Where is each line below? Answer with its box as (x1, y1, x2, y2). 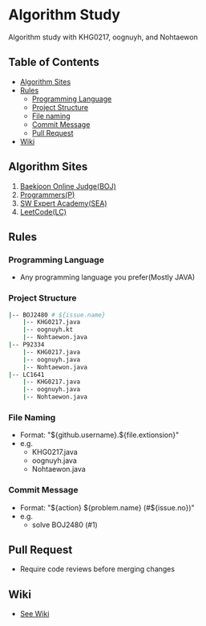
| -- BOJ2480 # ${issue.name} (8, 311, 106, 319)
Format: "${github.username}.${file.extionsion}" (19, 430, 180, 440)
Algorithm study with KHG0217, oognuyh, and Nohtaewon (8, 32, 198, 42)
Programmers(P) (19, 190, 75, 199)
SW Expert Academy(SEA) (19, 198, 107, 208)
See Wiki (19, 609, 50, 619)
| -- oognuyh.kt (22, 325, 74, 334)
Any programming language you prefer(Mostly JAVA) (19, 272, 196, 282)
